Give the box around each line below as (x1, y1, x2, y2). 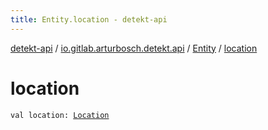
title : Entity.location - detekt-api (10, 14, 168, 25)
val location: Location (10, 110, 110, 120)
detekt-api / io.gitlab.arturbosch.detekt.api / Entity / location (10, 42, 258, 54)
